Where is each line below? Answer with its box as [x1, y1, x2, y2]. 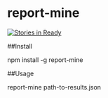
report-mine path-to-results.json [7, 82, 102, 91]
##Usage [7, 69, 34, 78]
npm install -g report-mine [7, 55, 83, 64]
